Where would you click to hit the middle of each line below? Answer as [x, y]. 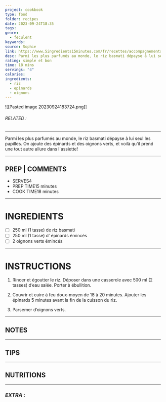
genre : [12, 33]
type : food [16, 14]
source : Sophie [21, 47]
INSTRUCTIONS [38, 266]
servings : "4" [20, 70]
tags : [11, 28]
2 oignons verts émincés [37, 241]
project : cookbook [24, 10]
